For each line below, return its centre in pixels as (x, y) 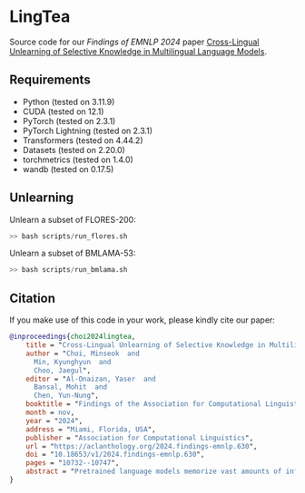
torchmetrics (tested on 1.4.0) (78, 159)
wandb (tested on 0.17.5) (68, 169)
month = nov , (50, 412)
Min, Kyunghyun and (72, 362)
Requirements (50, 80)
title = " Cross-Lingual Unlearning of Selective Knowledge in (146, 345)
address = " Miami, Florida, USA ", (91, 429)
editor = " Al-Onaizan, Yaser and (91, 379)
